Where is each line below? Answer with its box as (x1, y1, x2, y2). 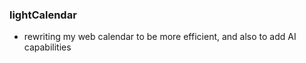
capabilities (23, 41, 72, 53)
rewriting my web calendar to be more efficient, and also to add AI (23, 31, 297, 43)
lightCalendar (9, 8, 77, 22)
